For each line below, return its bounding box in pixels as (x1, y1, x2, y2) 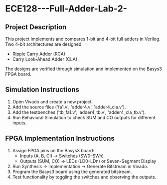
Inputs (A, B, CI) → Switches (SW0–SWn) (19, 153, 104, 159)
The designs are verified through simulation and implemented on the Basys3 (5, 66, 162, 72)
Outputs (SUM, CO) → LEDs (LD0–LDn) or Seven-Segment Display (19, 158, 157, 164)
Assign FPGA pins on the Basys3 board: (12, 147, 95, 153)
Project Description (5, 23, 67, 31)
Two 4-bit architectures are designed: (5, 41, 83, 47)
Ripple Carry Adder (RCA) (12, 51, 66, 57)
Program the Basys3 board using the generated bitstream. (12, 169, 132, 175)
